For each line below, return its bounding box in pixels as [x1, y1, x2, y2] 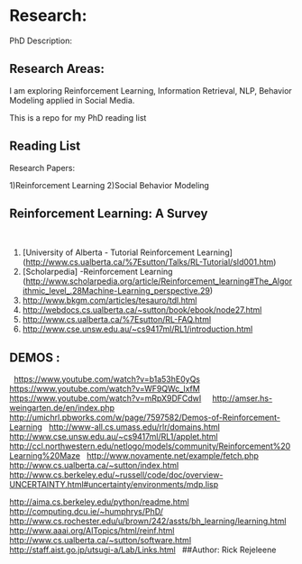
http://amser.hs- [212, 393, 273, 404]
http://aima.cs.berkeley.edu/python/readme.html [9, 496, 189, 507]
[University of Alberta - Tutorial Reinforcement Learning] [22, 247, 233, 258]
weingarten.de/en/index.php [9, 403, 115, 414]
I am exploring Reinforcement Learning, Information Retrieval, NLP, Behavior [9, 85, 293, 96]
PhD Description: [9, 35, 72, 46]
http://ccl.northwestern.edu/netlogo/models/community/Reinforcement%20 [9, 441, 291, 451]
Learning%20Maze [9, 450, 81, 461]
